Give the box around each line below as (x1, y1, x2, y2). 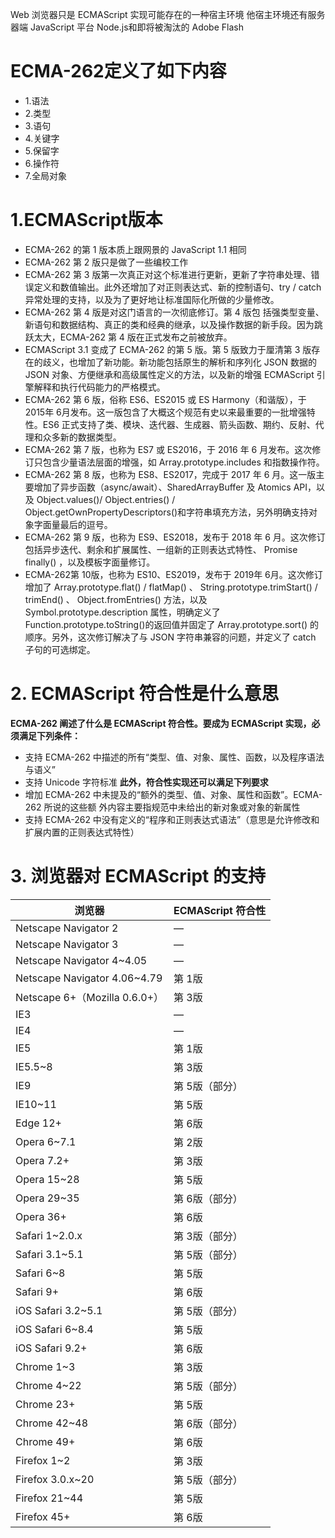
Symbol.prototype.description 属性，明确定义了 (24, 606, 221, 618)
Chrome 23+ (15, 1397, 76, 1411)
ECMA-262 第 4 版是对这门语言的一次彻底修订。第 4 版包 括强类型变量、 (24, 306, 325, 318)
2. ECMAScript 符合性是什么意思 (10, 683, 280, 705)
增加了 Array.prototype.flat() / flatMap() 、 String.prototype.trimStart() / (24, 581, 318, 593)
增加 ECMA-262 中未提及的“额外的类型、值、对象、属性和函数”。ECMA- (24, 788, 323, 800)
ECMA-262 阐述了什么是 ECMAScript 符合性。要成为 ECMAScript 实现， (10, 717, 312, 729)
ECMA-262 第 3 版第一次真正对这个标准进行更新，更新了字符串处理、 (24, 268, 312, 280)
